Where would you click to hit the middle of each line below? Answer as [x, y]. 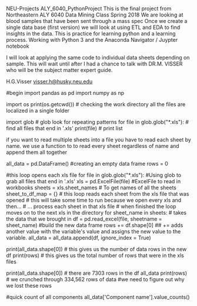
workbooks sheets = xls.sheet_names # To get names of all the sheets [91, 187]
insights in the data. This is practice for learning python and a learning [91, 34]
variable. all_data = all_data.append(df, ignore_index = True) [79, 238]
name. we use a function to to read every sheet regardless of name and [93, 146]
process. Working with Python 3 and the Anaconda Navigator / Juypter [92, 40]
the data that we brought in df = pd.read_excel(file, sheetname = [84, 219]
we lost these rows [29, 286]
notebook [18, 46]
